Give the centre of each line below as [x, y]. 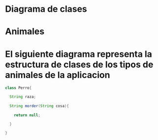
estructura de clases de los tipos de [79, 64]
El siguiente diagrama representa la [79, 54]
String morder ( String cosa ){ [39, 106]
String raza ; [23, 97]
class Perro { [18, 88]
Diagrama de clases [46, 9]
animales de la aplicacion [58, 75]
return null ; [27, 115]
